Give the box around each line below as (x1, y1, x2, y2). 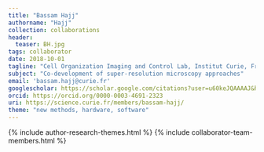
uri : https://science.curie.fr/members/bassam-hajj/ (8, 99, 185, 107)
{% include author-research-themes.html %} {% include (8, 128, 190, 137)
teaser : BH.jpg (15, 41, 65, 49)
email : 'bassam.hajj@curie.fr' (8, 77, 111, 85)
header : (8, 33, 34, 42)
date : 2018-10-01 (8, 56, 65, 63)
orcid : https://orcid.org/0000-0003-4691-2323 (8, 92, 163, 100)
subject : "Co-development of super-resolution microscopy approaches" (8, 70, 244, 78)
